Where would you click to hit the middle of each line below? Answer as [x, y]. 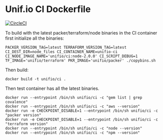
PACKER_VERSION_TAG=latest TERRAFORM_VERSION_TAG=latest [66, 47]
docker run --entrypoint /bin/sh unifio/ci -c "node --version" [74, 128]
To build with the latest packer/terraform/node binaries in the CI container [81, 33]
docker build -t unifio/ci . [36, 79]
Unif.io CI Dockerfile [48, 9]
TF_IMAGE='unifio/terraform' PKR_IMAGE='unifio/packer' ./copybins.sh [80, 60]
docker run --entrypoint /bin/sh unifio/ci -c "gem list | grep [74, 97]
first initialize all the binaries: [35, 38]
